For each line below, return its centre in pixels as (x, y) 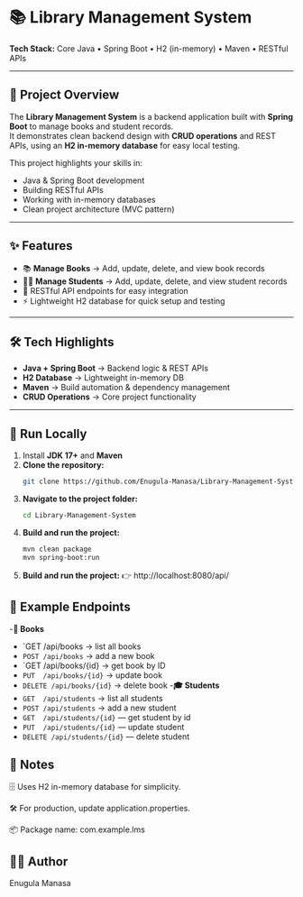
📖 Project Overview (64, 95)
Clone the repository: (63, 465)
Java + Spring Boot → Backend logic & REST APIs (115, 368)
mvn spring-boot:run (61, 557)
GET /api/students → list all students (93, 698)
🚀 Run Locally (48, 434)
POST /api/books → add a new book (88, 655)
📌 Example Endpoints (70, 607)
